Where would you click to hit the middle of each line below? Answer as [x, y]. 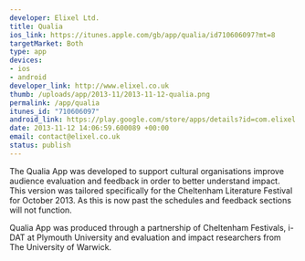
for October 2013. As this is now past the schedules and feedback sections [151, 200]
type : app [28, 52]
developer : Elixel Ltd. [55, 18]
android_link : [37, 120]
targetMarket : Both [47, 43]
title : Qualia [37, 26]
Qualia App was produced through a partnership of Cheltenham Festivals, [148, 227]
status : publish [40, 145]
